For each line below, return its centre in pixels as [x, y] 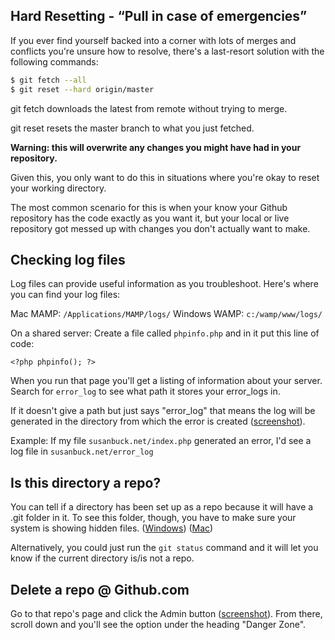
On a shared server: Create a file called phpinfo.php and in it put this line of [165, 333]
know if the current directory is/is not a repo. [102, 558]
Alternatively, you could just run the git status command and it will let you [164, 548]
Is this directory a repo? [86, 482]
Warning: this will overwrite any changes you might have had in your [156, 147]
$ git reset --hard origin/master [82, 89]
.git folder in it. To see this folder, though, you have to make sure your [153, 518]
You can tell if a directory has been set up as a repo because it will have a [162, 507]
